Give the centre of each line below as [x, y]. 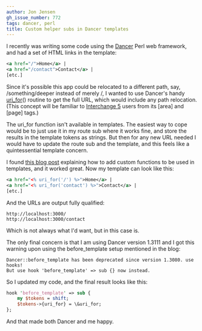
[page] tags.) [22, 113]
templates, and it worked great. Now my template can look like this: [90, 169]
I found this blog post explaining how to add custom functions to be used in [100, 162]
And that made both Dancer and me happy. [60, 321]
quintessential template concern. [47, 150]
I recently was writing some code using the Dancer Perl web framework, [96, 46]
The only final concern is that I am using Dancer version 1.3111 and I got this [100, 242]
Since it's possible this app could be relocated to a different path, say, [93, 86]
